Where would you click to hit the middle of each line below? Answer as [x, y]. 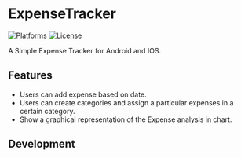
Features [30, 75]
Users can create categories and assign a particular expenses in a [126, 102]
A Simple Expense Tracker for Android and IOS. [85, 50]
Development [42, 144]
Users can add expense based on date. [83, 94]
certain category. [47, 111]
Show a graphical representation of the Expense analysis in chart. [126, 119]
